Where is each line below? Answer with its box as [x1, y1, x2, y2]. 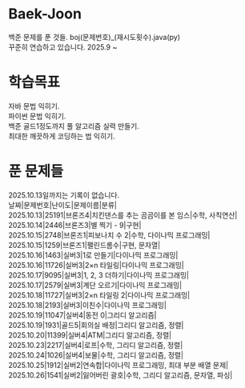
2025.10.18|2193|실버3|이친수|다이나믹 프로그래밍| [8, 300, 167, 310]
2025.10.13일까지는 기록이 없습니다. [8, 190, 120, 200]
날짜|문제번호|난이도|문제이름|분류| [8, 200, 118, 210]
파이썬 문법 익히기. [8, 111, 66, 121]
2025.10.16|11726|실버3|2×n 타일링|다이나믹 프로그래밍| [8, 260, 184, 270]
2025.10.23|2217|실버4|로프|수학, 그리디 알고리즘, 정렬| [8, 340, 183, 350]
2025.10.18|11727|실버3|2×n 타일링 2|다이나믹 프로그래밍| [8, 290, 191, 300]
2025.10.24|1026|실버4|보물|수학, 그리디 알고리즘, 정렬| [8, 350, 184, 360]
